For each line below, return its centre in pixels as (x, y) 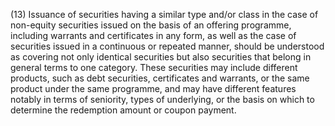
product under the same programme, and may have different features (153, 88)
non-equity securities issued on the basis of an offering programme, (151, 25)
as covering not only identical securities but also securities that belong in (161, 57)
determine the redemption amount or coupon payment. (123, 110)
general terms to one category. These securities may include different (154, 67)
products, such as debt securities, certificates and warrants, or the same (160, 78)
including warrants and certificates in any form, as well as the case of (153, 35)
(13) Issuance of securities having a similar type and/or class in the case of (164, 14)
